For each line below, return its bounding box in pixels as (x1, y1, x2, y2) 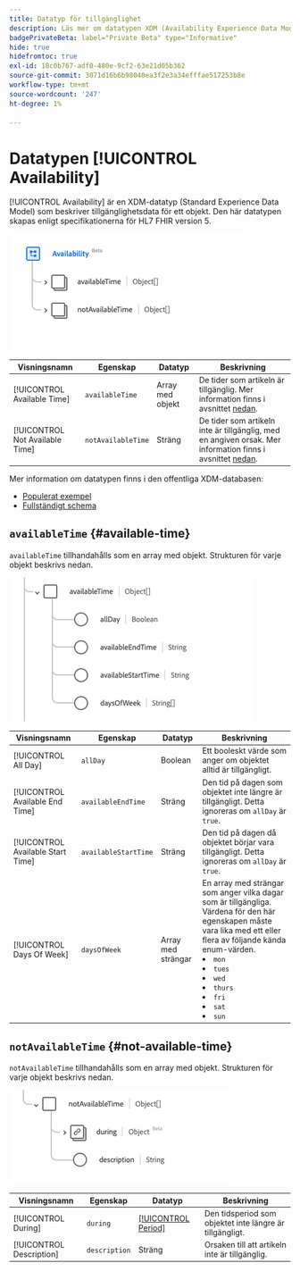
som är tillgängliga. (202, 897, 272, 907)
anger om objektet (202, 755, 270, 765)
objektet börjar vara (202, 836, 275, 848)
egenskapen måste (202, 916, 272, 926)
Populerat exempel (21, 490, 92, 501)
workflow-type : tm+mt (9, 80, 90, 89)
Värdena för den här (202, 907, 276, 917)
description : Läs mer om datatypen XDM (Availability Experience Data (9, 23, 278, 33)
